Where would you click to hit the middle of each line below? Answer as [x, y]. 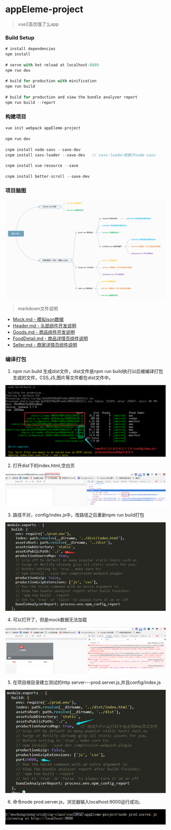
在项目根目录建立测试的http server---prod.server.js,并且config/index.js [87, 682]
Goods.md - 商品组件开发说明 [44, 332]
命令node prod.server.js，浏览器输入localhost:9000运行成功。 [78, 801]
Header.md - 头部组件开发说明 [44, 326]
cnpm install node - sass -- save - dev [43, 150]
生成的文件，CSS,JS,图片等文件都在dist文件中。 [63, 378]
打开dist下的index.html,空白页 [44, 466]
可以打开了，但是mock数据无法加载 [50, 620]
